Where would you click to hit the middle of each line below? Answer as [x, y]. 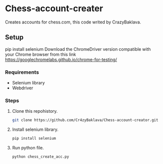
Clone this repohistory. [35, 111]
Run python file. [28, 148]
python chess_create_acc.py [40, 157]
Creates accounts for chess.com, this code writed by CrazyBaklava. [73, 22]
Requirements [22, 72]
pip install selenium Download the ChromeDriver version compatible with [78, 49]
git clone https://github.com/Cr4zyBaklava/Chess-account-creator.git [85, 120]
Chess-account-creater [54, 9]
